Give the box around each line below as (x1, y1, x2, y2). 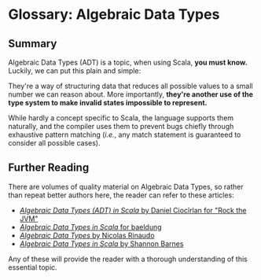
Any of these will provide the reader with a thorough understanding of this (8, 254, 248, 263)
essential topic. (8, 262, 57, 272)
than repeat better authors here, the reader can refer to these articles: (8, 190, 234, 200)
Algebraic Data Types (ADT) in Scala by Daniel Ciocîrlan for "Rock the (19, 205, 247, 215)
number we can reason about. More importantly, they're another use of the (8, 90, 254, 99)
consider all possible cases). (8, 138, 101, 147)
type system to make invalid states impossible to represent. (8, 98, 208, 107)
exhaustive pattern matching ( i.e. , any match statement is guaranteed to (8, 130, 241, 139)
